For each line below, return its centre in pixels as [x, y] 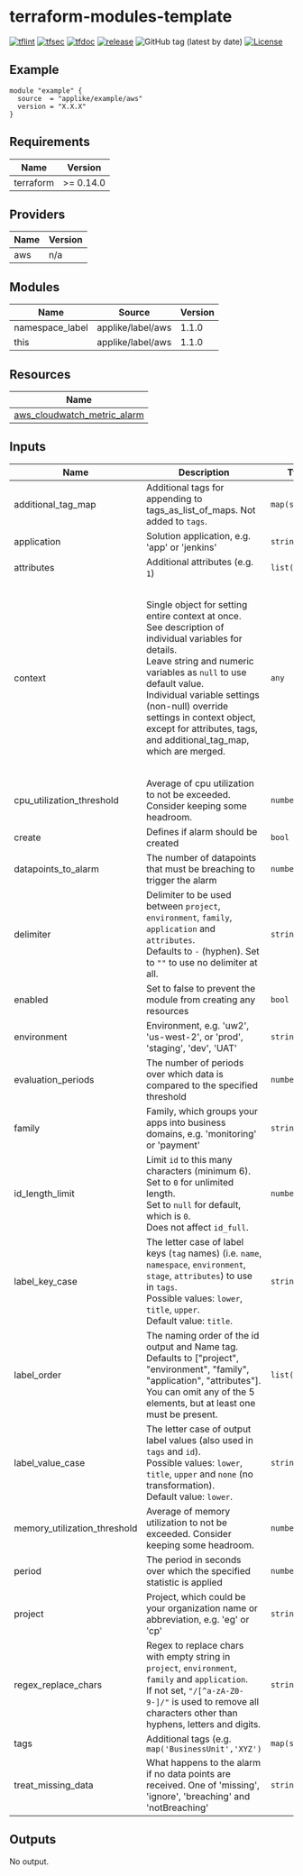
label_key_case [46, 1281]
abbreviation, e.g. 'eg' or [197, 1619]
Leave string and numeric [200, 662]
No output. [29, 1861]
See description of [185, 627]
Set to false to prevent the [201, 988]
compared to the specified [202, 1085]
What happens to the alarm [203, 1762]
